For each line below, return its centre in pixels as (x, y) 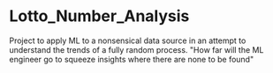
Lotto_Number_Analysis (99, 16)
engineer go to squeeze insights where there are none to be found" (132, 59)
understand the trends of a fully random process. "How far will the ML (136, 49)
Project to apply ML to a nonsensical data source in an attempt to (128, 40)
